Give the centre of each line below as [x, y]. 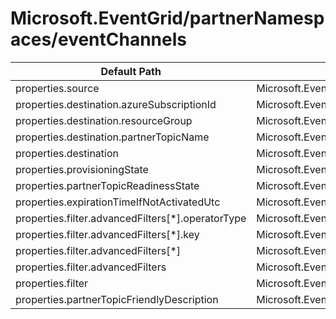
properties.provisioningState [82, 169]
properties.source [57, 88]
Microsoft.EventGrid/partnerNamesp [167, 18]
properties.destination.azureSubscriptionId [116, 104]
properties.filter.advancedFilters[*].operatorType [131, 218]
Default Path [131, 71]
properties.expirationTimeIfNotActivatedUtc [118, 202]
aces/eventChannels [98, 39]
